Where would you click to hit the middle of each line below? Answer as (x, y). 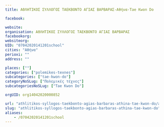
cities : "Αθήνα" (21, 50)
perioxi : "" (17, 54)
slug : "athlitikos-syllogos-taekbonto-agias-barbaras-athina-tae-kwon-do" (83, 108)
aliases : (14, 113)
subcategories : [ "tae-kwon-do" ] (38, 77)
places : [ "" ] (18, 68)
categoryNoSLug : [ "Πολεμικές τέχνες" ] (44, 82)
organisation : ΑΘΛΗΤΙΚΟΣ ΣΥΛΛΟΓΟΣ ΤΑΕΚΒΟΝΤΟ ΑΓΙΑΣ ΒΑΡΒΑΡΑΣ (68, 32)
